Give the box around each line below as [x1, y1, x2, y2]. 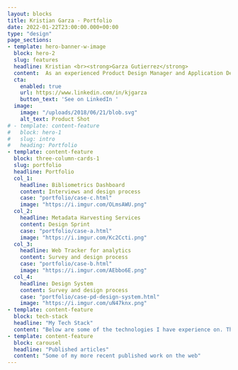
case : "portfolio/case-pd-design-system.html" [20, 293, 160, 301]
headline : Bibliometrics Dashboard [20, 181, 125, 188]
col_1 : [13, 175, 33, 182]
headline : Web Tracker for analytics [20, 247, 132, 255]
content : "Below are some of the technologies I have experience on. [13, 326, 223, 333]
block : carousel [13, 339, 62, 347]
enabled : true [20, 83, 62, 90]
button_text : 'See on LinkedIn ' [20, 96, 119, 103]
